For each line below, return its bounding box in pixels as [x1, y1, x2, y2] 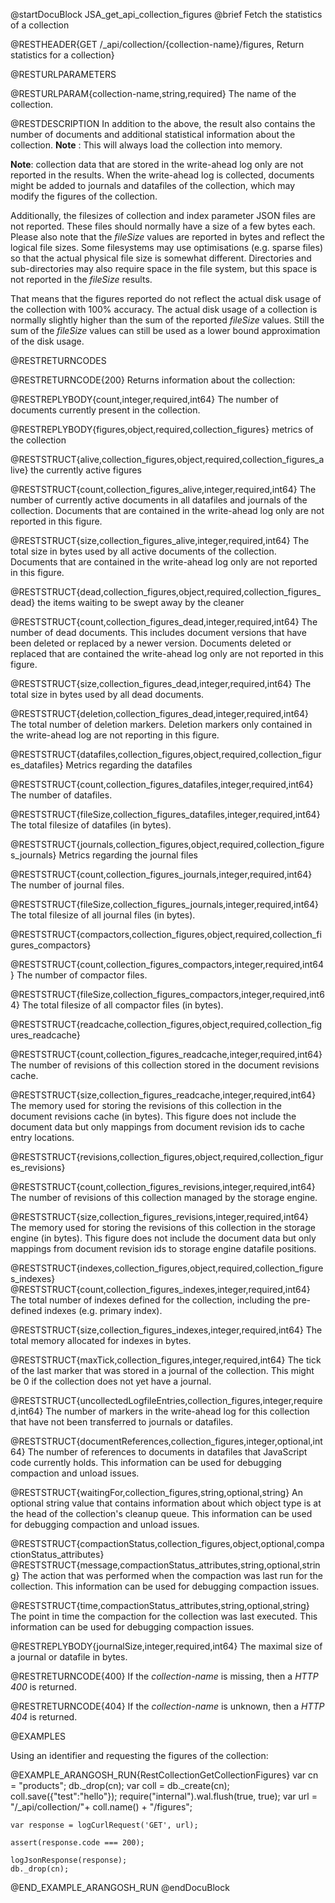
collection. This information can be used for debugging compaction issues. [10, 1580, 320, 1592]
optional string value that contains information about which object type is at [10, 1497, 322, 1509]
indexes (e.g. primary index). [44, 1305, 163, 1316]
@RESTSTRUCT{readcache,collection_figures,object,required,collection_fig [10, 1019, 323, 1030]
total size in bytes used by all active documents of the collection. [10, 545, 277, 557]
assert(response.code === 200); [10, 1838, 145, 1848]
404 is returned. [10, 1711, 78, 1723]
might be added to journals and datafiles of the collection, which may [10, 180, 296, 191]
